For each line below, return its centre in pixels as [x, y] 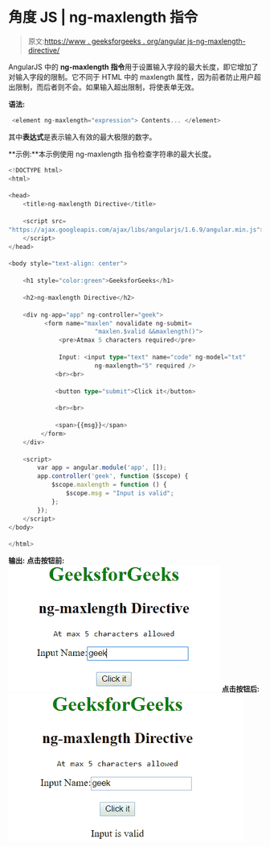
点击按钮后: [240, 689]
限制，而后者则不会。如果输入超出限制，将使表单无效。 [106, 87]
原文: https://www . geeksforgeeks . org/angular [107, 41]
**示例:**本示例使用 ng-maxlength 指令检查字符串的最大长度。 [112, 154]
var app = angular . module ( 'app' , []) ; [102, 468]
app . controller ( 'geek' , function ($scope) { [113, 476]
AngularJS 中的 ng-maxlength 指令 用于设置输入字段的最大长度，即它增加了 [133, 67]
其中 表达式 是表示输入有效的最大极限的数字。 [82, 137]
